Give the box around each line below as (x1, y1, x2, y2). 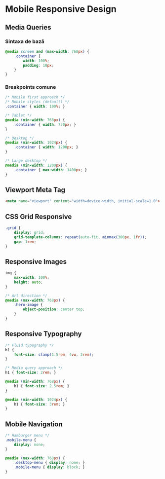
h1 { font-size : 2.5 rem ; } (14, 383, 70, 388)
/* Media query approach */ (5, 366, 63, 370)
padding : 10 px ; (23, 63, 54, 68)
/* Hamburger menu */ (5, 433, 50, 438)
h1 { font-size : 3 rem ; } (14, 402, 65, 406)
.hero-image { (14, 302, 43, 307)
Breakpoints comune (5, 84, 56, 91)
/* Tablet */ (5, 113, 32, 118)
